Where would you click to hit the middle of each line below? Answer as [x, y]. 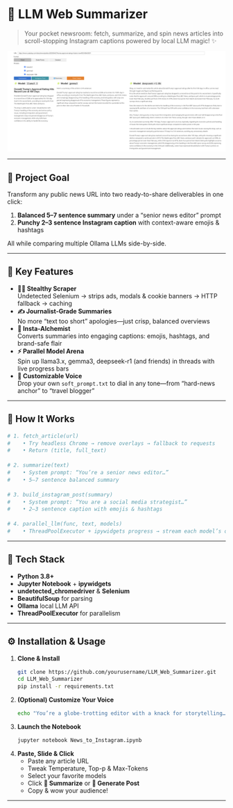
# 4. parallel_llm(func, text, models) [65, 524]
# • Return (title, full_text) [57, 451]
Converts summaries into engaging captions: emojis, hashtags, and [113, 336]
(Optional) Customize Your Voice [66, 700]
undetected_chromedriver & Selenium [74, 591]
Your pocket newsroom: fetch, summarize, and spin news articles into [124, 33]
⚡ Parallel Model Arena [51, 351]
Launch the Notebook [49, 727]
